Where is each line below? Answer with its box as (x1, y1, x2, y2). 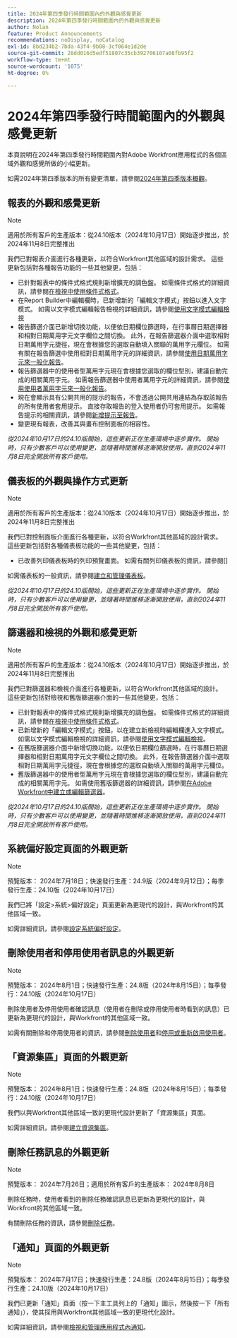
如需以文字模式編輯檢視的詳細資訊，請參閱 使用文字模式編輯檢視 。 (17, 734, 209, 743)
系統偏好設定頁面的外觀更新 (7, 843, 128, 855)
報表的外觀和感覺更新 (7, 197, 100, 209)
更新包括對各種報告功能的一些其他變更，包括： (7, 263, 143, 272)
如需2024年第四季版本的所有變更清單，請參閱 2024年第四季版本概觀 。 (7, 174, 212, 183)
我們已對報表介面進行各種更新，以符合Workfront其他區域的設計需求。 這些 (7, 255, 224, 263)
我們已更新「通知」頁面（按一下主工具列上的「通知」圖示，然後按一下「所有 (7, 1298, 230, 1307)
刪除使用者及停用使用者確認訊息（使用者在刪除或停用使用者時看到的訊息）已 (7, 1004, 230, 1013)
